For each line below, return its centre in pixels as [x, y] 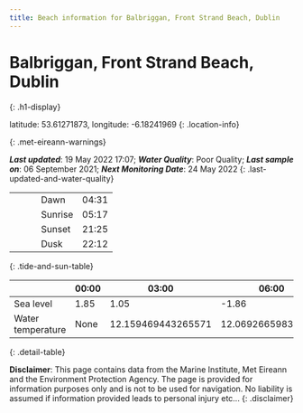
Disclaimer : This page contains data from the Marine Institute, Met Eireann [148, 369]
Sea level [33, 304]
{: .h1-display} [35, 107]
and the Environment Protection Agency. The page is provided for [131, 379]
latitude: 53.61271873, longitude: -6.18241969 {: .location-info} [124, 124]
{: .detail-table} [37, 352]
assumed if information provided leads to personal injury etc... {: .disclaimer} [151, 398]
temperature [40, 329]
